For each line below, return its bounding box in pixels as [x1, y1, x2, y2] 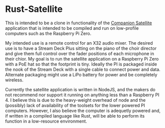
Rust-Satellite [5, 3, 63, 15]
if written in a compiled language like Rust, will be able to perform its [5, 113, 145, 119]
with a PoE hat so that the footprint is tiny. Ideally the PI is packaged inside [5, 61, 157, 67]
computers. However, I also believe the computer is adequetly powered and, [5, 108, 161, 114]
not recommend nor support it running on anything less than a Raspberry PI [5, 92, 160, 98]
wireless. [5, 77, 24, 83]
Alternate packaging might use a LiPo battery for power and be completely [5, 71, 158, 77]
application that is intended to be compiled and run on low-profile [5, 25, 139, 31]
